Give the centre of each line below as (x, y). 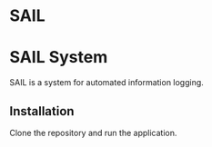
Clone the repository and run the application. (93, 132)
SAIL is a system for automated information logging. (107, 83)
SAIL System (59, 58)
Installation (42, 111)
